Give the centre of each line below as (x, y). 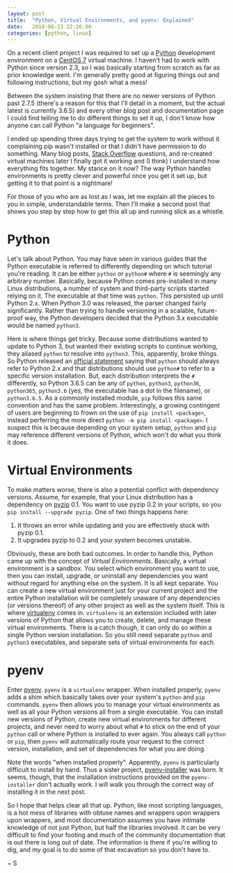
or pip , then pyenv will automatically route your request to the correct (106, 742)
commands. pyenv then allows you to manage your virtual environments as (114, 705)
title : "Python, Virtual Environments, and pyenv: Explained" (101, 20)
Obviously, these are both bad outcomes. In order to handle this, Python (110, 554)
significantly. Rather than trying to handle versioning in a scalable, (102, 311)
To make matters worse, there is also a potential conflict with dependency (113, 490)
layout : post (26, 14)
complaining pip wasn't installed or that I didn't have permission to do (107, 146)
